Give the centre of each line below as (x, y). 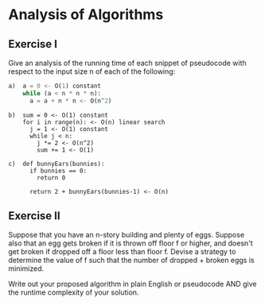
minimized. (26, 268)
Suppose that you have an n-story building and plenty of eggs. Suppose (127, 235)
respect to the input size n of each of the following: (92, 71)
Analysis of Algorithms (86, 15)
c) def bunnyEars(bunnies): (57, 164)
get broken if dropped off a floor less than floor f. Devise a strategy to (122, 252)
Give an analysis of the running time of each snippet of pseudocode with (127, 63)
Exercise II (35, 216)
